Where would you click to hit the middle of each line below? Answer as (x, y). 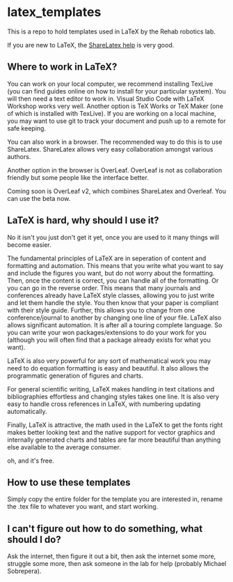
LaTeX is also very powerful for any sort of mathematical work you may (109, 361)
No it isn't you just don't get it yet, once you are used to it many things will (113, 237)
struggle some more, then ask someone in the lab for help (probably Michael (117, 564)
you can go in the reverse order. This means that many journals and (104, 288)
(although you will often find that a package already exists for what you (109, 340)
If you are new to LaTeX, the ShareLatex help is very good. (91, 45)
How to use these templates (69, 482)
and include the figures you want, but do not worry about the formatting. (111, 273)
